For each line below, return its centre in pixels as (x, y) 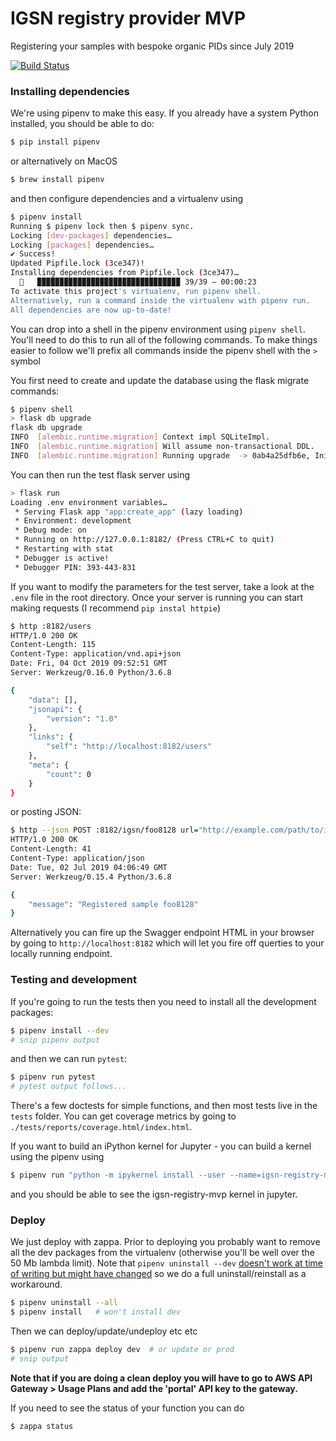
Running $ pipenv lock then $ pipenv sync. (102, 226)
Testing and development (73, 980)
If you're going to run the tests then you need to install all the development (163, 1001)
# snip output (40, 1358)
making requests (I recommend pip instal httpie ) (116, 608)
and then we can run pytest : (69, 1059)
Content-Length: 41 (51, 849)
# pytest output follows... (69, 1087)
